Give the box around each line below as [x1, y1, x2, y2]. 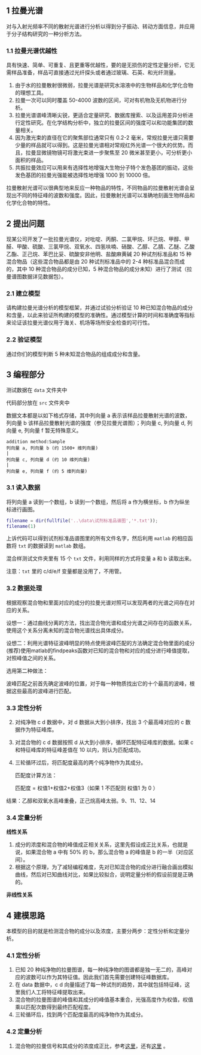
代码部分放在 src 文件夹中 [6, 399, 70, 406]
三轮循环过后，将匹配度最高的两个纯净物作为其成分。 [14, 758, 147, 766]
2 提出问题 [6, 218, 45, 229]
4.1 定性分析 [6, 951, 41, 960]
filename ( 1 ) [6, 523, 36, 529]
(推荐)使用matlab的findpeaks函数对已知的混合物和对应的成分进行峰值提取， [6, 646, 193, 654]
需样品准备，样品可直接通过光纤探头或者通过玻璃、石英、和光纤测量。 [6, 69, 179, 76]
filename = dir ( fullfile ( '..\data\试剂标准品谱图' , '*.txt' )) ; [6, 518, 159, 524]
